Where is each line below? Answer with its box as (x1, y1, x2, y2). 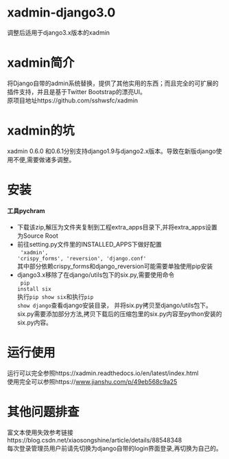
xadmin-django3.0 (7, 5, 116, 21)
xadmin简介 (7, 55, 75, 71)
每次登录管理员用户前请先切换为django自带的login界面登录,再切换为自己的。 (7, 445, 223, 453)
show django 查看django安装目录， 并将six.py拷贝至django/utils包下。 (16, 301, 213, 310)
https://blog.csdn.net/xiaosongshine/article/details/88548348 (7, 436, 182, 445)
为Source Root (16, 232, 58, 240)
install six (16, 286, 51, 293)
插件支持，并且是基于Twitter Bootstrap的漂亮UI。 (7, 87, 146, 96)
